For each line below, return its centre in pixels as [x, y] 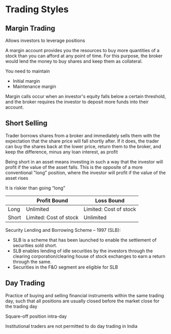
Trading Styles [37, 9]
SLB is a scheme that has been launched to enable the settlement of [85, 240]
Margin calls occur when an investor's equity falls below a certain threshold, [86, 96]
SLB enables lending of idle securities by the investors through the [83, 251]
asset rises [17, 178]
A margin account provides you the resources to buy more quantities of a [82, 50]
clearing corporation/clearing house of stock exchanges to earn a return [89, 256]
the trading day [21, 306]
